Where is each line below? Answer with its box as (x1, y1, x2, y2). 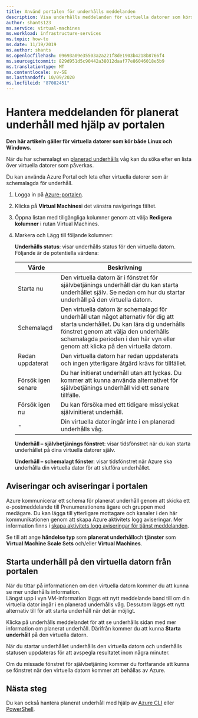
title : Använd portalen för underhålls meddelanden (6, 8, 136, 15)
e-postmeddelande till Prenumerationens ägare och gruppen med (6, 503, 166, 510)
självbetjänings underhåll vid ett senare (61, 383, 170, 392)
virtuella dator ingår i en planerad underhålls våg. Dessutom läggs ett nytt (6, 601, 184, 608)
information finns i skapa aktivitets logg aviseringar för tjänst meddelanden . (6, 522, 190, 529)
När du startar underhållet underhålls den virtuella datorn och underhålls (6, 642, 182, 649)
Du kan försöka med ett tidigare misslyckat (61, 400, 179, 409)
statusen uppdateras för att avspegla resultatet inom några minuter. (6, 649, 170, 656)
